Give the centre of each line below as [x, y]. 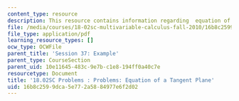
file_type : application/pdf [49, 34]
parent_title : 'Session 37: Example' [63, 54]
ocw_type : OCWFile [34, 47]
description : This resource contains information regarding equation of [119, 21]
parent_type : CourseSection [49, 60]
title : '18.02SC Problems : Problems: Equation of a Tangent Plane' [111, 80]
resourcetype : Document [43, 73]
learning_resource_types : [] [51, 41]
